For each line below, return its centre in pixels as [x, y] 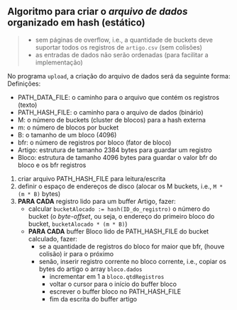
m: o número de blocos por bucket [68, 127]
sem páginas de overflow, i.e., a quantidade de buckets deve [124, 40]
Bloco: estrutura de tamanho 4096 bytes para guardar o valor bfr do [117, 157]
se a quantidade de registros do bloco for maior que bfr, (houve [132, 246]
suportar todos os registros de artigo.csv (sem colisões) [118, 47]
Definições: [24, 84]
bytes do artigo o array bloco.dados [91, 269]
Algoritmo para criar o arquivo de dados [98, 12]
